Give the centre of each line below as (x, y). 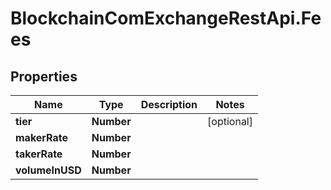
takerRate (39, 154)
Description (169, 104)
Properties (44, 76)
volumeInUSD (48, 170)
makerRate (42, 137)
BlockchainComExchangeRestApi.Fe (166, 18)
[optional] (230, 121)
